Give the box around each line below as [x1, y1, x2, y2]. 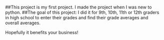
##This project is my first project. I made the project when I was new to [5, 4, 152, 10]
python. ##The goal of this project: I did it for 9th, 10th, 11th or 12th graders [5, 9, 159, 15]
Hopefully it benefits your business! [5, 30, 78, 35]
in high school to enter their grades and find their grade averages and [5, 15, 148, 20]
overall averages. [5, 20, 41, 26]
